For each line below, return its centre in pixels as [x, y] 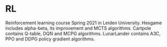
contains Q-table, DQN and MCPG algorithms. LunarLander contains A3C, [83, 33]
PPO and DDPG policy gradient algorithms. [50, 39]
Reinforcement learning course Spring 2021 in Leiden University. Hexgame [84, 23]
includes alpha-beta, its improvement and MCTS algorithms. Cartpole [78, 28]
